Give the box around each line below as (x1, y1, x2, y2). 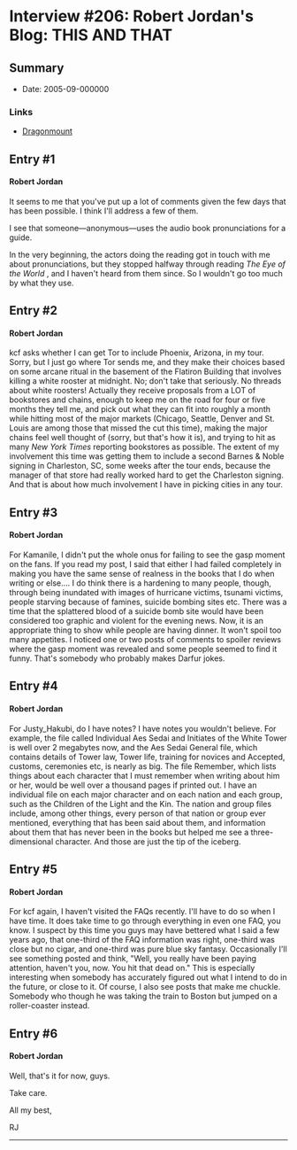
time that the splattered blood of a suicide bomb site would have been (9, 606, 263, 617)
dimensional (9, 835, 54, 847)
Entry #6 (9, 1026, 58, 1041)
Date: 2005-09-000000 (21, 84, 110, 94)
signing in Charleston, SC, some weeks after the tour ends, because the (9, 461, 271, 471)
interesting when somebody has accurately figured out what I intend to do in (9, 972, 287, 983)
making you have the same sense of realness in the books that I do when (9, 569, 275, 579)
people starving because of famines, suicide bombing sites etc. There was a (9, 596, 287, 608)
